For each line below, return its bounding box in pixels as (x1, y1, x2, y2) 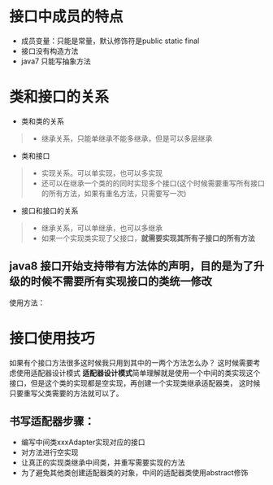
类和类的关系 (20, 116, 64, 126)
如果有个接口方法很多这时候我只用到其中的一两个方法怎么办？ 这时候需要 (9, 357, 253, 367)
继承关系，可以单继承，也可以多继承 (41, 223, 163, 233)
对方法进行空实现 (20, 448, 79, 457)
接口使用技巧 (9, 329, 96, 347)
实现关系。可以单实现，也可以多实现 (41, 168, 163, 177)
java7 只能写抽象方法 (20, 56, 92, 66)
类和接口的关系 (9, 88, 110, 107)
